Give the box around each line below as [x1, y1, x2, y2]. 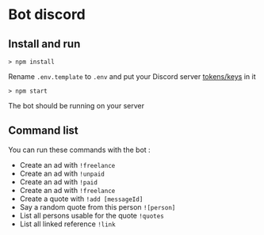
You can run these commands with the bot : [8, 145, 151, 154]
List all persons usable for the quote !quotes [19, 210, 164, 220]
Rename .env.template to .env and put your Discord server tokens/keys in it [8, 72, 256, 81]
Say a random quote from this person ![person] [19, 202, 176, 211]
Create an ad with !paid [19, 176, 98, 187]
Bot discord [8, 6, 86, 24]
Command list [8, 124, 79, 138]
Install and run [8, 37, 81, 51]
